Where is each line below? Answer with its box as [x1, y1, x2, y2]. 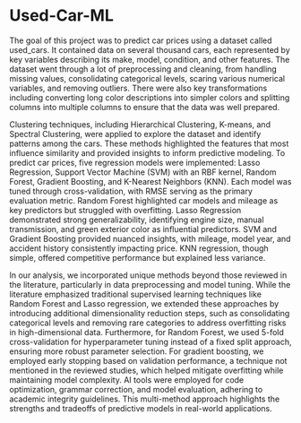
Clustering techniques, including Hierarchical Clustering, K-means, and [9, 118, 271, 130]
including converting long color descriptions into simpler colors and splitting [9, 91, 290, 103]
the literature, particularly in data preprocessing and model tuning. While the [9, 279, 291, 289]
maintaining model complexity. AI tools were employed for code [9, 374, 245, 385]
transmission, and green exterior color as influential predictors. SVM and [9, 223, 278, 234]
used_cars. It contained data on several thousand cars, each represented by [9, 44, 291, 55]
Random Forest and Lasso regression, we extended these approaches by [9, 298, 279, 309]
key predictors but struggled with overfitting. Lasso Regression [9, 204, 242, 215]
